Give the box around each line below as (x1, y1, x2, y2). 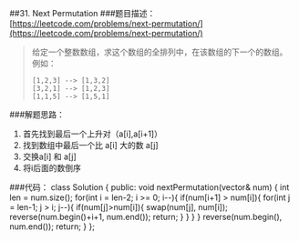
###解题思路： (9, 109, 66, 120)
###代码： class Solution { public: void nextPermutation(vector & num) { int (9, 182, 290, 193)
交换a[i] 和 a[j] (22, 151, 77, 162)
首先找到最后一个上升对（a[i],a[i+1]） (22, 128, 162, 139)
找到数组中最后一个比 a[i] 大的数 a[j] (22, 140, 159, 150)
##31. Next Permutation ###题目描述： (9, 8, 156, 18)
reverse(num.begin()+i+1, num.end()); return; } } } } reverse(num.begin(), (9, 212, 283, 222)
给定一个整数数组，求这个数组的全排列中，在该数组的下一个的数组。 (31, 46, 288, 57)
